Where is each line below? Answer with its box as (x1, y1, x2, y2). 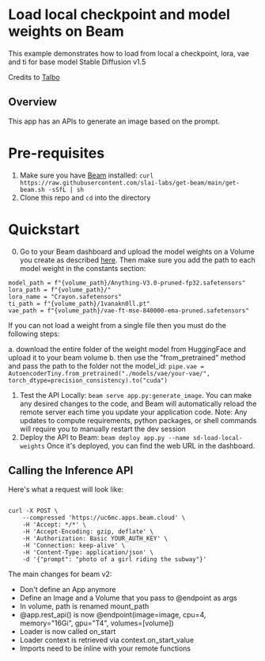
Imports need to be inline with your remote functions (19, 644, 191, 653)
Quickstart (8, 220, 81, 239)
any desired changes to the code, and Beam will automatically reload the (19, 399, 257, 408)
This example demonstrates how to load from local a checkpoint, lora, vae (8, 48, 250, 58)
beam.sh (19, 185, 45, 193)
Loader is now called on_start (19, 627, 116, 636)
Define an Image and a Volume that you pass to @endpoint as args (19, 593, 237, 603)
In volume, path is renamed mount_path (19, 602, 150, 611)
